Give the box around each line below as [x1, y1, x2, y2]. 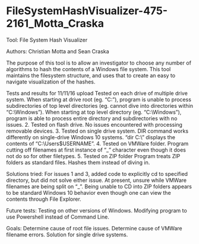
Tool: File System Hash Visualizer [6, 36, 88, 43]
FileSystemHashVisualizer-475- [6, 4, 168, 18]
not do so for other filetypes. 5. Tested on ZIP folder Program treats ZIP [6, 152, 181, 159]
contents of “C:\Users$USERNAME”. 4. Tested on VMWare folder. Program [6, 140, 189, 147]
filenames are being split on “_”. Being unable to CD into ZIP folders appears [6, 182, 192, 190]
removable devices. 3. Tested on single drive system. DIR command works [6, 127, 189, 134]
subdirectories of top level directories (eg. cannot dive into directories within [6, 102, 193, 109]
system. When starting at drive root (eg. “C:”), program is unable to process [6, 96, 192, 103]
